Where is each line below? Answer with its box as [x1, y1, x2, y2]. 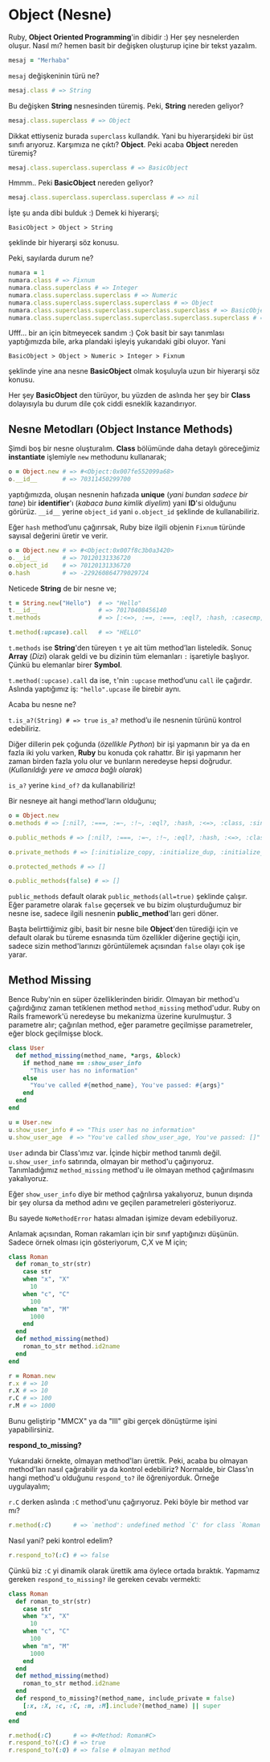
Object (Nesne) [8, 6, 112, 24]
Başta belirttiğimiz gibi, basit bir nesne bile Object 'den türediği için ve [8, 924, 239, 934]
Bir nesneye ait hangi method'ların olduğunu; [8, 796, 157, 805]
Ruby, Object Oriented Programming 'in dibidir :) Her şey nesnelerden [8, 32, 239, 42]
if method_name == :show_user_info [22, 1059, 142, 1067]
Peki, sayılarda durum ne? [8, 253, 94, 263]
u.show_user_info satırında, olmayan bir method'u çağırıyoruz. [8, 1156, 215, 1166]
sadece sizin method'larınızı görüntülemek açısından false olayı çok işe [8, 942, 245, 951]
